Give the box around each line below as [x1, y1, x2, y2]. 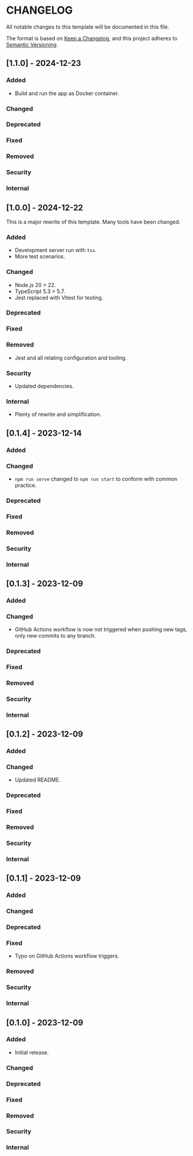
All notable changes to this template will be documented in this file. [6, 23, 170, 30]
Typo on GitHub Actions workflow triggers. [14, 952, 120, 960]
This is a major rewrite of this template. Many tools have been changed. [6, 218, 181, 225]
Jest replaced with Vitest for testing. [14, 294, 104, 301]
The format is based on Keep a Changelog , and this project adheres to [6, 34, 178, 42]
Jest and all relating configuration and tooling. [14, 354, 127, 361]
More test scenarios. [14, 253, 65, 260]
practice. [14, 481, 37, 489]
